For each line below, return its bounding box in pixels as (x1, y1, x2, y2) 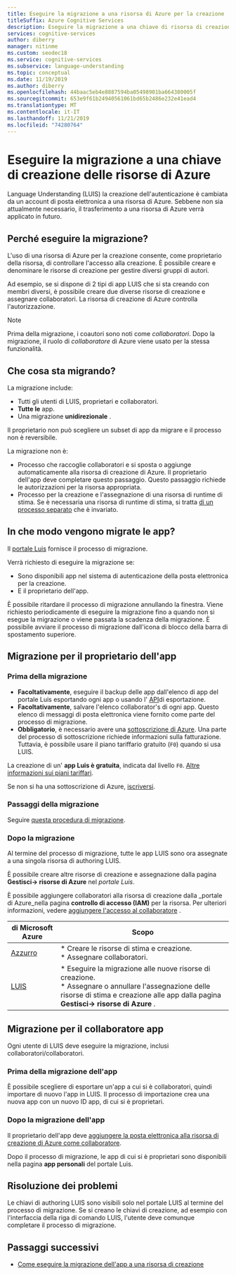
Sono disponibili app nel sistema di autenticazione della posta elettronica (17, 571, 228, 580)
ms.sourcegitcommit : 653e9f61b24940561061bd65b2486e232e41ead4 (7, 96, 197, 103)
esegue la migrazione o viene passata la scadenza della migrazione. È (7, 615, 211, 623)
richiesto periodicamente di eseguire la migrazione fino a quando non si (7, 608, 215, 616)
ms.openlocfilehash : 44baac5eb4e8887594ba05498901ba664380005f (7, 89, 197, 96)
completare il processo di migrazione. (7, 1221, 117, 1229)
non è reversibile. (7, 433, 58, 442)
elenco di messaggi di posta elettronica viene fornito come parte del (17, 710, 216, 718)
